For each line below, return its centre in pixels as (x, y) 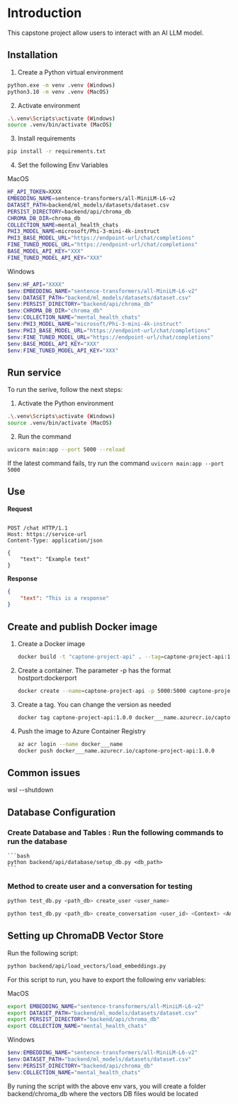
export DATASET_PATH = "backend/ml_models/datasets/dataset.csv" (103, 1013)
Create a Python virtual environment (70, 72)
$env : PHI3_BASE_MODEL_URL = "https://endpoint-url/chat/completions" (109, 330)
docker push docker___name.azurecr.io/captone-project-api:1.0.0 (116, 750)
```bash (19, 856)
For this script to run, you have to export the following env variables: (107, 979)
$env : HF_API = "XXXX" (36, 284)
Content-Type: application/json (55, 540)
